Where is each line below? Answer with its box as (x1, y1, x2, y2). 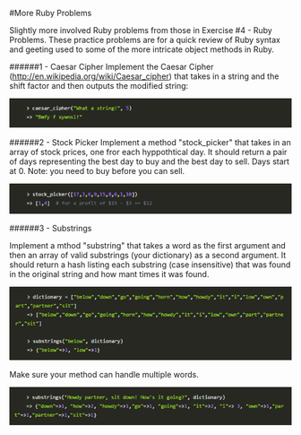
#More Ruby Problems (9, 8, 92, 18)
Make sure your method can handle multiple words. (9, 369, 199, 379)
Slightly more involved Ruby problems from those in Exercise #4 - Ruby (9, 25, 273, 35)
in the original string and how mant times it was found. (9, 268, 210, 279)
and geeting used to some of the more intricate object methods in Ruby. (9, 44, 275, 55)
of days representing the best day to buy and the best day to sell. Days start (9, 156, 289, 167)
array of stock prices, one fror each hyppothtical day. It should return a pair (9, 147, 288, 158)
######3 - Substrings (9, 222, 92, 233)
